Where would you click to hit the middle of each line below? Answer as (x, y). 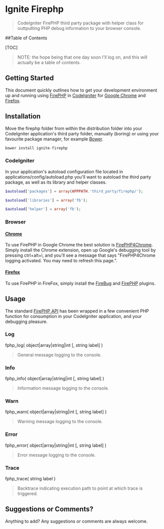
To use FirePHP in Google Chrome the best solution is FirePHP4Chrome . (79, 245)
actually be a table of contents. (49, 62)
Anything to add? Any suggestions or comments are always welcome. (77, 521)
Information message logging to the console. (63, 388)
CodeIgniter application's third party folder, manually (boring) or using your (82, 133)
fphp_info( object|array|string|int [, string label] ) (55, 379)
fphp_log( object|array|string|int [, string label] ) (54, 345)
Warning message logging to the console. (60, 422)
